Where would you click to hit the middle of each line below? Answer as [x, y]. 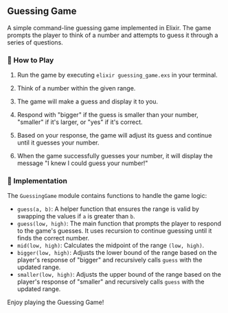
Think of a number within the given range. [76, 88]
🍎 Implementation [37, 181]
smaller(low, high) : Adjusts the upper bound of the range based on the [119, 275]
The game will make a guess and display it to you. [88, 101]
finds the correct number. [53, 238]
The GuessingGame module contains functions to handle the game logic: [107, 196]
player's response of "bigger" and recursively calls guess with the [110, 260]
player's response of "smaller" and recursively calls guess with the [111, 282]
